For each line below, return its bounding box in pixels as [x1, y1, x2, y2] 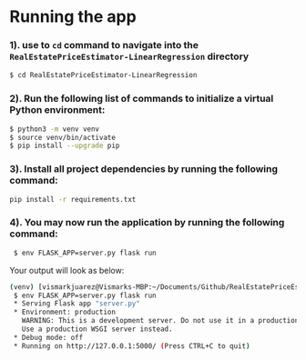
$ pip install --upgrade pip [9, 141, 120, 151]
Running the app [9, 6, 137, 27]
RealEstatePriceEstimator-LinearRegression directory [9, 50, 250, 63]
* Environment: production [13, 307, 117, 317]
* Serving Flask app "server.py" [13, 299, 141, 308]
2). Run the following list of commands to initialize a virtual [9, 93, 274, 105]
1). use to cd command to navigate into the [9, 39, 199, 52]
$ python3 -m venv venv [9, 125, 100, 134]
